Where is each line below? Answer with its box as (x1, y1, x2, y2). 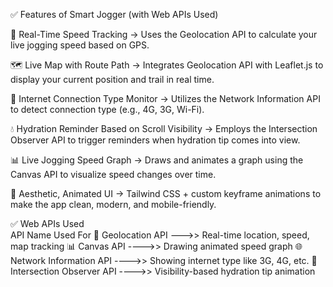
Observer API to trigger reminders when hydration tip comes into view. (10, 134, 301, 146)
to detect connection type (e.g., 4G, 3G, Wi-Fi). (10, 104, 205, 115)
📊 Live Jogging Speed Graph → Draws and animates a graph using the (10, 154, 304, 166)
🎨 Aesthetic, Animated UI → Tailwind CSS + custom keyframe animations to (10, 188, 322, 199)
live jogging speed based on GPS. (10, 39, 150, 51)
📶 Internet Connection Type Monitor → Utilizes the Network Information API (10, 93, 321, 104)
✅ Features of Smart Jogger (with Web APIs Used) (10, 9, 219, 20)
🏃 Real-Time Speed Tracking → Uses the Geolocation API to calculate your (10, 29, 318, 40)
